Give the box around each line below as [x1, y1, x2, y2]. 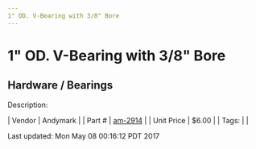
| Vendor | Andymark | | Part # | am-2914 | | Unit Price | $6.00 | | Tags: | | [7, 115, 249, 125]
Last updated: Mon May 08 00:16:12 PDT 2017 [7, 130, 160, 141]
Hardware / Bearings [7, 78, 114, 93]
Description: [7, 100, 48, 110]
